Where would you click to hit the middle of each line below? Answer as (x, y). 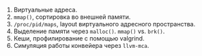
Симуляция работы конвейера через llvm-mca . (81, 46)
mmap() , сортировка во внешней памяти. (72, 17)
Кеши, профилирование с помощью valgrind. (79, 38)
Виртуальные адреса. (45, 10)
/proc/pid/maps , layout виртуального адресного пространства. (104, 24)
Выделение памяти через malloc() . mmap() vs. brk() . (89, 31)
